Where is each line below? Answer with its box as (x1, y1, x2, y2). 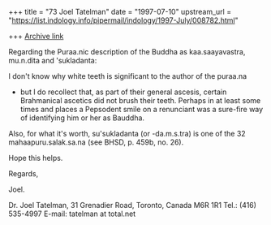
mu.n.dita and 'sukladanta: (8, 56, 97, 65)
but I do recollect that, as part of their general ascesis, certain (19, 87, 227, 97)
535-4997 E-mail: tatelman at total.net (8, 209, 136, 219)
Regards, (8, 169, 39, 178)
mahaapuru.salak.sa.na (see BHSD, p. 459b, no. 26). (8, 137, 184, 147)
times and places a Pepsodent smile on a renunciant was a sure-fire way (19, 105, 264, 114)
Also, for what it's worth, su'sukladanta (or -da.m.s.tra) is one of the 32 (8, 129, 246, 138)
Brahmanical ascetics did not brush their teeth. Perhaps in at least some (19, 96, 261, 105)
